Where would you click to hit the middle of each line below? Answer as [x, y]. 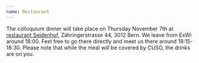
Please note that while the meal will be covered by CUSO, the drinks [106, 48]
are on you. [20, 53]
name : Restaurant [28, 12]
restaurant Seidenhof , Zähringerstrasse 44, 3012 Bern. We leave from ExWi [99, 35]
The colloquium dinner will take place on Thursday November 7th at [90, 29]
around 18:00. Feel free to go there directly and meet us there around [91, 41]
